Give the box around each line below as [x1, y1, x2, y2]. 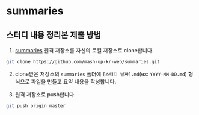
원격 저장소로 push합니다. [14, 90, 76, 98]
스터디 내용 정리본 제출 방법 [6, 30, 101, 40]
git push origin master [6, 102, 66, 109]
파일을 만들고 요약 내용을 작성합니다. [31, 78, 117, 85]
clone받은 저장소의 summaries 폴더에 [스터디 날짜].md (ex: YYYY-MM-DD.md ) [14, 70, 188, 78]
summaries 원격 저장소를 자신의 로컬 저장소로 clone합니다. [14, 47, 154, 54]
